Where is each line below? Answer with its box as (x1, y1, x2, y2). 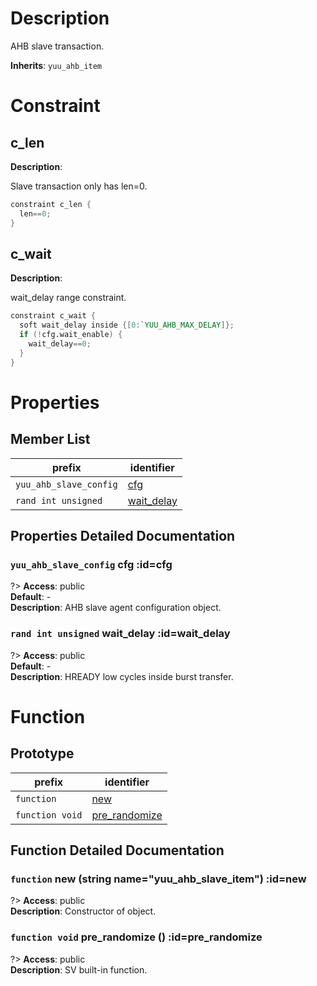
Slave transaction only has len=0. (10, 180, 148, 192)
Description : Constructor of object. (10, 905, 157, 917)
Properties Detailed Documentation (10, 528, 236, 545)
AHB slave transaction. (10, 40, 105, 52)
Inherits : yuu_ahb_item (10, 59, 103, 71)
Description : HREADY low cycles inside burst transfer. (10, 670, 234, 682)
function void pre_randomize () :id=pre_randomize (10, 930, 263, 944)
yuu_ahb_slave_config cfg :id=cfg (10, 557, 173, 571)
